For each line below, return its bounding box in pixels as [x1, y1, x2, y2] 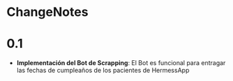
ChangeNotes [6, 4, 89, 20]
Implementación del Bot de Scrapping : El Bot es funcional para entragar [16, 59, 226, 67]
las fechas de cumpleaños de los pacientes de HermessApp [16, 66, 190, 75]
